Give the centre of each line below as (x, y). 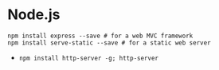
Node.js (34, 15)
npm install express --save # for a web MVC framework (100, 36)
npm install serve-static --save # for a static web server (109, 43)
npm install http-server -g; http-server (88, 58)
